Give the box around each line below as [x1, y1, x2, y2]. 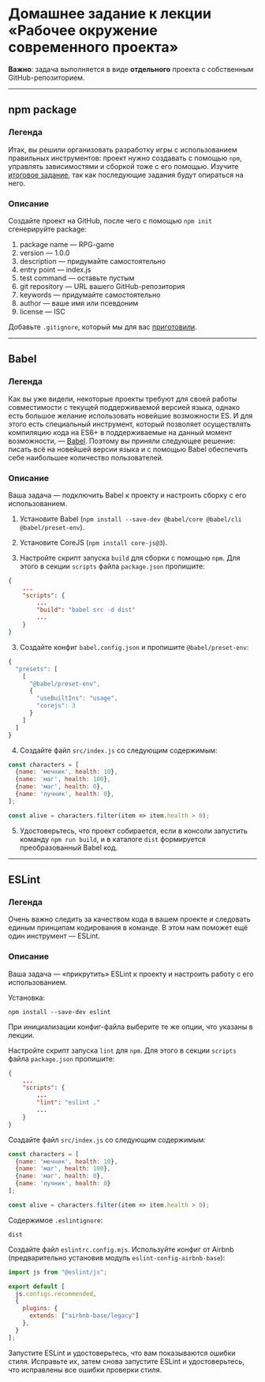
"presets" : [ [15, 665, 58, 673]
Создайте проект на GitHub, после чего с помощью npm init [8, 216, 213, 225]
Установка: [8, 993, 46, 1002]
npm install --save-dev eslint [8, 1008, 111, 1016]
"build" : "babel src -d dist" [36, 606, 136, 614]
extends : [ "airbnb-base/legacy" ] [28, 1312, 140, 1320]
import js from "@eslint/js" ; [8, 1268, 108, 1276]
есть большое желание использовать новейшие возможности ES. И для [8, 411, 253, 420]
